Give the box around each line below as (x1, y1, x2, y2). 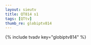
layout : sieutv (5, 7, 37, 12)
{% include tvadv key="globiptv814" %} (5, 34, 87, 40)
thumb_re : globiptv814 (5, 21, 52, 26)
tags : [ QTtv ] (5, 16, 32, 21)
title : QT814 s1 (5, 12, 39, 17)
